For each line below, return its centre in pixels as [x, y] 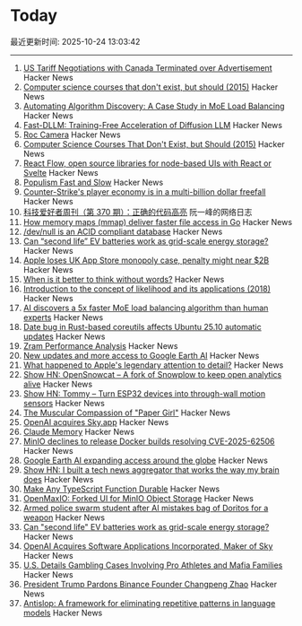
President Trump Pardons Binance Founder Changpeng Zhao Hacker [150, 584]
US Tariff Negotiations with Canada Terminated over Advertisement [147, 67]
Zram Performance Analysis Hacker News [100, 345]
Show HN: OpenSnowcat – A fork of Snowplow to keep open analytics [152, 374]
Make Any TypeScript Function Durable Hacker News [121, 489]
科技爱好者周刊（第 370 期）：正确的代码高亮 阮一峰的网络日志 [138, 212]
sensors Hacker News [64, 403]
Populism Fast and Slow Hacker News [93, 182]
